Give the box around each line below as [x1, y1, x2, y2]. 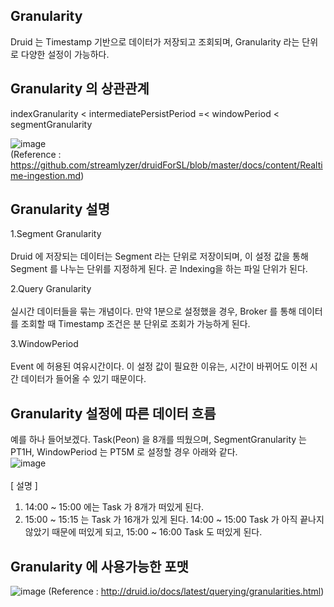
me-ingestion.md [10, 169, 82, 181]
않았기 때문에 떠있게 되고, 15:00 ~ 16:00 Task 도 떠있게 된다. [24, 526, 263, 538]
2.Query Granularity [10, 283, 92, 295]
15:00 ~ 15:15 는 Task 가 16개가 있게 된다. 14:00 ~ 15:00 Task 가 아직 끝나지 [24, 514, 325, 526]
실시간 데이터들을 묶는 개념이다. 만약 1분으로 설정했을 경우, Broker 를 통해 [10, 305, 297, 318]
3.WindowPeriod [10, 338, 79, 350]
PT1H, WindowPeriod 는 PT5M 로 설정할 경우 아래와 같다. [10, 446, 238, 458]
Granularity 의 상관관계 [10, 80, 150, 98]
